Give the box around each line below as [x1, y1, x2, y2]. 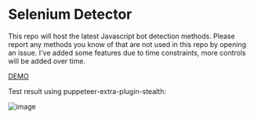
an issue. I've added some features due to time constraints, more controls [8, 48, 246, 57]
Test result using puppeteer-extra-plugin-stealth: [8, 86, 167, 96]
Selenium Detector [8, 5, 132, 23]
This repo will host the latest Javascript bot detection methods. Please [8, 31, 235, 41]
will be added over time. [8, 56, 86, 66]
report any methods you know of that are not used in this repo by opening [8, 39, 247, 49]
